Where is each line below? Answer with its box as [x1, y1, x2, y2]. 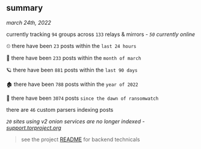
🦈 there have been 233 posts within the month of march [6, 54, 141, 61]
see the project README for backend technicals [20, 136, 140, 143]
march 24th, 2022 [6, 19, 51, 26]
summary [6, 3, 43, 13]
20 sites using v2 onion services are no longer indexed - [6, 118, 145, 125]
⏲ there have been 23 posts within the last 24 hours [6, 42, 137, 49]
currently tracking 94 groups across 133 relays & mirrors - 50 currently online [6, 31, 196, 38]
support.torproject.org [6, 124, 61, 131]
